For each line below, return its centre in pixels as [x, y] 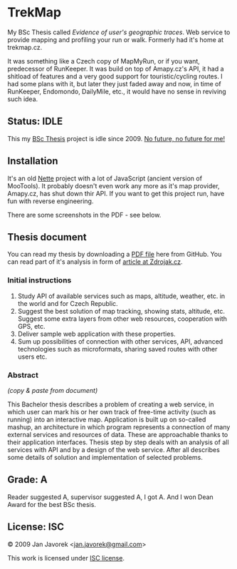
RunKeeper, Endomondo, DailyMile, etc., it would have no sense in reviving [117, 91]
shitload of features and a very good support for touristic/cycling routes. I [115, 76]
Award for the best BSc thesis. [52, 504]
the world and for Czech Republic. [68, 303]
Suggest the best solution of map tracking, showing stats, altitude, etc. [121, 311]
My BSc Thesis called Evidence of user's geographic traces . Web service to [119, 32]
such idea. [23, 99]
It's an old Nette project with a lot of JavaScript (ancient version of [105, 178]
